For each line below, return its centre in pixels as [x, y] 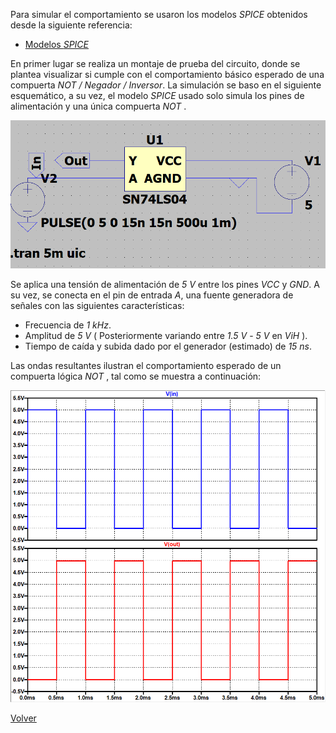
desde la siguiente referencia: [71, 25]
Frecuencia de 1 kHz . [68, 325]
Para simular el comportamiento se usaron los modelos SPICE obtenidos [159, 14]
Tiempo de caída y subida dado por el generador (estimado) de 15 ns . [168, 346]
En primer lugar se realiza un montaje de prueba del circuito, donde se [155, 63]
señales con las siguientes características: [97, 305]
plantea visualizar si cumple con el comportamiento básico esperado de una [167, 74]
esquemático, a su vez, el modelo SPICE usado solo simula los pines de [157, 95]
